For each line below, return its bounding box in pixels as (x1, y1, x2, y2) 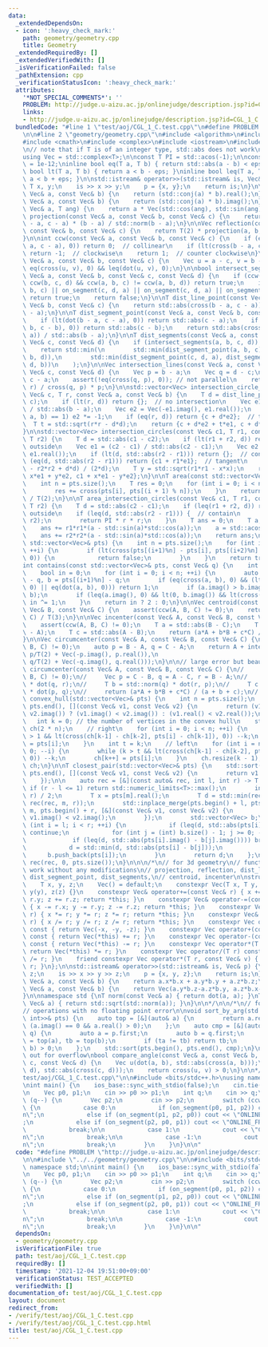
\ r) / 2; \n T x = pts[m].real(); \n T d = (22, 792, 216, 800)
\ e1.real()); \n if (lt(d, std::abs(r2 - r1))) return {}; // (22, 450, 248, 458)
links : (22, 109, 45, 117)
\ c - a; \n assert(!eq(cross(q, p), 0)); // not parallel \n (22, 375, 238, 383)
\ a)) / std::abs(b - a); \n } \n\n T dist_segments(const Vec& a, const (22, 331, 259, 340)
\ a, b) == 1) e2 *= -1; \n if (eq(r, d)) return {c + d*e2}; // (22, 413, 255, 421)
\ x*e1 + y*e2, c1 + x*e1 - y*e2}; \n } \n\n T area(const (22, 472, 209, 480)
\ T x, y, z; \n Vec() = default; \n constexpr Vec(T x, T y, (22, 880, 259, 889)
